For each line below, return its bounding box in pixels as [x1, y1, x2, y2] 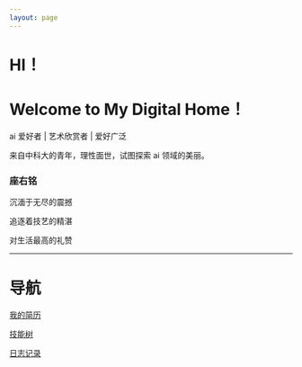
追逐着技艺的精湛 [9, 216, 73, 227]
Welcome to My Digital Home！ [9, 100, 246, 120]
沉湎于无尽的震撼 [9, 197, 73, 208]
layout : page [9, 13, 58, 22]
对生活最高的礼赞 [9, 235, 73, 246]
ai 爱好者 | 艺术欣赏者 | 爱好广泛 [9, 130, 128, 141]
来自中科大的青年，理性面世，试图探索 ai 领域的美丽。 [9, 149, 209, 160]
